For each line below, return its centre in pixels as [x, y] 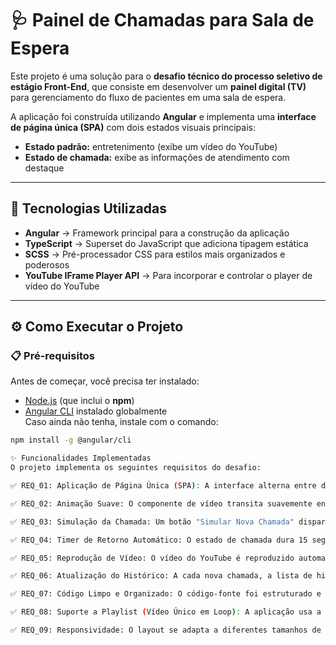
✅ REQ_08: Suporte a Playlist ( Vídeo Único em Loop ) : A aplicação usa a [166, 612]
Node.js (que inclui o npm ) [79, 401]
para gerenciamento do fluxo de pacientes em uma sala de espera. [148, 97]
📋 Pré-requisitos [52, 356]
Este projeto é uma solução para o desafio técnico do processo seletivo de [166, 76]
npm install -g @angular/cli [71, 440]
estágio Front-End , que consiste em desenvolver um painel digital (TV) [158, 86]
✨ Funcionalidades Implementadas [81, 458]
